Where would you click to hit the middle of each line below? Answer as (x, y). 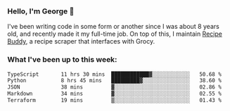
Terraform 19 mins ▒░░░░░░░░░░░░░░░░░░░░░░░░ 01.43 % (114, 100)
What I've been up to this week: (62, 60)
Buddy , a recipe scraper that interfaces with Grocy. (81, 41)
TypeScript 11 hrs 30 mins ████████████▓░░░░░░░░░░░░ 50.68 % (114, 74)
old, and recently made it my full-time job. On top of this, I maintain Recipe (115, 34)
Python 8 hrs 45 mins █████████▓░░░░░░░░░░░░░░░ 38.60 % (114, 81)
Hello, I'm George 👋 (41, 11)
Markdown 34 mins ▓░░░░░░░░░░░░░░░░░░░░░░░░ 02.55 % (114, 94)
